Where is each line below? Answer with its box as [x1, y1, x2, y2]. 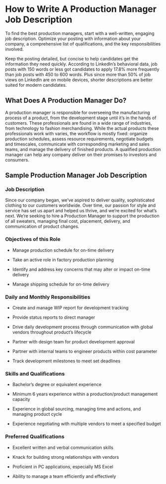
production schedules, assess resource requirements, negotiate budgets [5, 136, 154, 142]
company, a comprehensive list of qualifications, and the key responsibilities [5, 41, 161, 47]
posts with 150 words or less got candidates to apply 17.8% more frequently [5, 66, 160, 72]
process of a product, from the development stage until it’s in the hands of [5, 115, 157, 121]
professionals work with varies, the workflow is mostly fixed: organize [5, 130, 148, 137]
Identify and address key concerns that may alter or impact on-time [12, 266, 151, 272]
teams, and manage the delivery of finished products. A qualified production [5, 146, 161, 152]
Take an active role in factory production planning [12, 256, 114, 263]
